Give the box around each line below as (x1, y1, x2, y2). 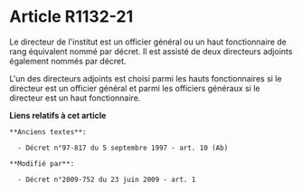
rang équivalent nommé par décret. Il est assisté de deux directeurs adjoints (9, 45, 293, 56)
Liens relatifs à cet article (9, 110, 107, 121)
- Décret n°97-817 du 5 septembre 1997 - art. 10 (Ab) (17, 143, 229, 152)
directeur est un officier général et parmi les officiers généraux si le (9, 82, 260, 93)
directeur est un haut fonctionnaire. (9, 92, 141, 103)
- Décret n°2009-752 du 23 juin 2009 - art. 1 (17, 175, 196, 184)
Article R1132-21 (9, 6, 134, 27)
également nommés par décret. (9, 55, 127, 66)
